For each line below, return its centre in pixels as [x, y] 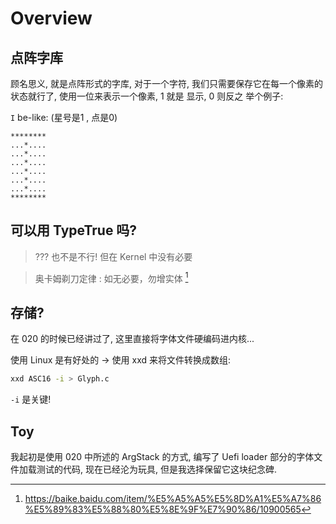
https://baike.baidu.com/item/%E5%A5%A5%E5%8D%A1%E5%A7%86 [173, 498]
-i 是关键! [31, 399]
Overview [51, 18]
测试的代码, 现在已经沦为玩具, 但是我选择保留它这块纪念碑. [156, 469]
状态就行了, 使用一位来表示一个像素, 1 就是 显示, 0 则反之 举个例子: [147, 96]
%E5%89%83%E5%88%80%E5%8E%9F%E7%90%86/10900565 [163, 509]
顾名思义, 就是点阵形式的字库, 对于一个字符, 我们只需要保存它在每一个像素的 [166, 83]
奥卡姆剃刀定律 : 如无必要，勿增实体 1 [111, 277]
